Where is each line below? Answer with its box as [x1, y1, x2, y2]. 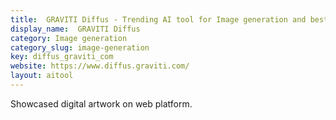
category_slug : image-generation [10, 42, 150, 53]
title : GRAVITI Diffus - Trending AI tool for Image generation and [10, 14, 307, 25]
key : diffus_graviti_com [10, 52, 114, 62]
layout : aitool [10, 71, 74, 81]
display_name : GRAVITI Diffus [10, 24, 141, 34]
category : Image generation [10, 33, 128, 43]
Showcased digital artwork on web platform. [10, 97, 193, 110]
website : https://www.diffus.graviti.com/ [10, 61, 190, 71]
